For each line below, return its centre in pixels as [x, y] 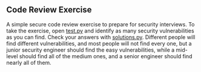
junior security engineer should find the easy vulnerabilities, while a [91, 50]
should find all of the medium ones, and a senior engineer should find [106, 56]
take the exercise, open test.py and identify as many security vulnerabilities [100, 31]
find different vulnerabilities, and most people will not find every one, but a [99, 43]
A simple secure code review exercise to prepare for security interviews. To [100, 24]
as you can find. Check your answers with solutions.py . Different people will [101, 37]
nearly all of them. [29, 62]
